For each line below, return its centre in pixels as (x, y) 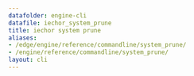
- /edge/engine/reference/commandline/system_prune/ (97, 45)
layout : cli (28, 60)
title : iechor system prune (55, 30)
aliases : (23, 38)
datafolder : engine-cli (48, 15)
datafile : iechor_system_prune (60, 23)
